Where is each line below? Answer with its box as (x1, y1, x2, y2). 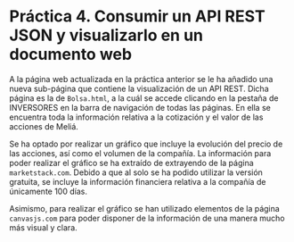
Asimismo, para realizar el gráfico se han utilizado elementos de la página (9, 203, 281, 213)
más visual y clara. (9, 221, 78, 233)
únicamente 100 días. (9, 186, 87, 196)
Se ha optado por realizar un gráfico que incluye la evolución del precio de (9, 138, 283, 149)
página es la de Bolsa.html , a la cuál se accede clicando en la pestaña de (9, 92, 279, 104)
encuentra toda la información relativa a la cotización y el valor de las (9, 112, 264, 122)
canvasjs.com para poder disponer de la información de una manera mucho (9, 213, 285, 223)
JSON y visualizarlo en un (9, 25, 203, 46)
